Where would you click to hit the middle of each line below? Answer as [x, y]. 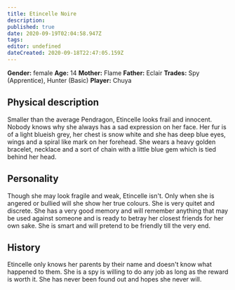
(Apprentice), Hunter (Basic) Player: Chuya [69, 80]
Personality [33, 179]
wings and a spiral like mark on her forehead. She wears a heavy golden [112, 142]
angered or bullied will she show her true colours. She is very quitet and [111, 203]
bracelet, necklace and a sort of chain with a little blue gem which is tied [112, 149]
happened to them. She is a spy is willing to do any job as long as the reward [118, 272]
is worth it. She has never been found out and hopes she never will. [105, 279]
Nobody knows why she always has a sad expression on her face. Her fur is [117, 126]
